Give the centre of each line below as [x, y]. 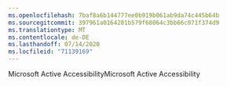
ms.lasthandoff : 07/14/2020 [54, 45]
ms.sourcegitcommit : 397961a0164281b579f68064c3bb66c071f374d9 [114, 23]
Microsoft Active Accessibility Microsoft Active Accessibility [104, 74]
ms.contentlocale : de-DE [49, 37]
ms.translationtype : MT [47, 30]
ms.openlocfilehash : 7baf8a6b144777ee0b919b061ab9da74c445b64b [114, 15]
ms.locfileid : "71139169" [50, 52]
